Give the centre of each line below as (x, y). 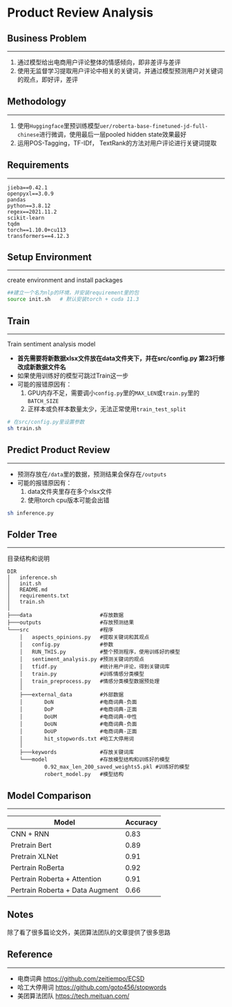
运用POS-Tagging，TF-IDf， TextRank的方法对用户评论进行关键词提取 (117, 142)
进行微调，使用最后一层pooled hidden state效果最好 (113, 134)
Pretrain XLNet (35, 857)
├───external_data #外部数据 (72, 695)
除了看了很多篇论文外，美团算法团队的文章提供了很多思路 (89, 932)
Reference (30, 955)
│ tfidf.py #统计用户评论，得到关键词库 (95, 667)
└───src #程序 (60, 630)
